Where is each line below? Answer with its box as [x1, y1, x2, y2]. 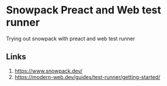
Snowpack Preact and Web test [6, 3, 162, 17]
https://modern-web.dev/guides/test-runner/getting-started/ [14, 73, 161, 80]
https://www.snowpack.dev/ [14, 67, 83, 74]
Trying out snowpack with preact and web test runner [6, 35, 135, 42]
